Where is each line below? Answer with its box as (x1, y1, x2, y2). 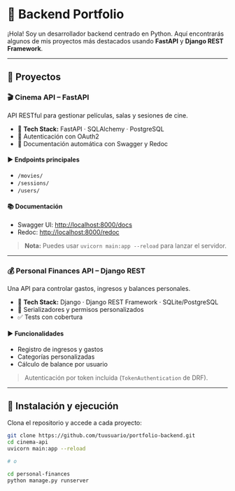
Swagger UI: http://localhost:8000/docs (17, 220, 133, 229)
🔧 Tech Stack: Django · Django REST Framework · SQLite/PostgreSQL (17, 298, 219, 306)
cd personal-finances (7, 470, 71, 478)
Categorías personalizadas (17, 353, 95, 361)
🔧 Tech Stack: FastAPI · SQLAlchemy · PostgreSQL (17, 124, 164, 133)
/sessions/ (17, 180, 50, 187)
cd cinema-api (7, 439, 49, 446)
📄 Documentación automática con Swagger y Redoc (17, 139, 169, 148)
